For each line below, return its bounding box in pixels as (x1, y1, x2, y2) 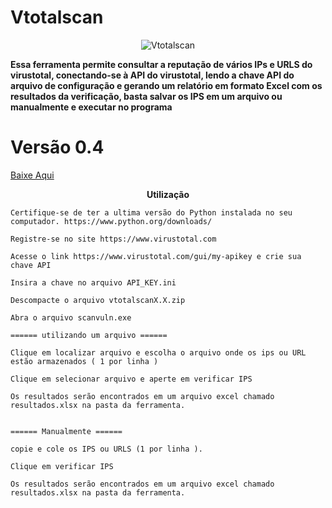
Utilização (146, 188, 190, 200)
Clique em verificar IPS (10, 461, 114, 471)
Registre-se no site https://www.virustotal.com (10, 234, 217, 244)
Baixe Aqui (10, 169, 55, 181)
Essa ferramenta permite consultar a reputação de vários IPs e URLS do (10, 58, 313, 70)
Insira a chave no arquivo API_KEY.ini (10, 277, 177, 288)
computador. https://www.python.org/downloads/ (10, 216, 213, 226)
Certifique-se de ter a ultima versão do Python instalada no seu (10, 207, 293, 218)
